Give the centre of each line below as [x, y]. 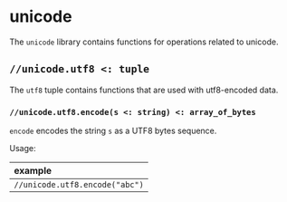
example [33, 171]
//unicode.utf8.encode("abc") [79, 185]
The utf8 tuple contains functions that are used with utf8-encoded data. [144, 90]
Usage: [23, 149]
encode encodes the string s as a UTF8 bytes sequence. [113, 131]
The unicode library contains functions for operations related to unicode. [144, 42]
